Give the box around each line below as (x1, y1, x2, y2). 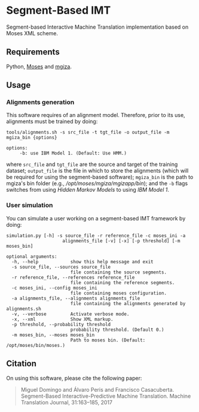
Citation (6, 359, 37, 369)
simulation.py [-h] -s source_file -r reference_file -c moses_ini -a (6, 232, 186, 239)
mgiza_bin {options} (6, 135, 58, 141)
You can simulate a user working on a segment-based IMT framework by (6, 214, 186, 222)
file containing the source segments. (70, 269, 167, 275)
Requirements (6, 47, 60, 57)
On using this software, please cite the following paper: (6, 374, 142, 382)
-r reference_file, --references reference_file (11, 274, 135, 281)
